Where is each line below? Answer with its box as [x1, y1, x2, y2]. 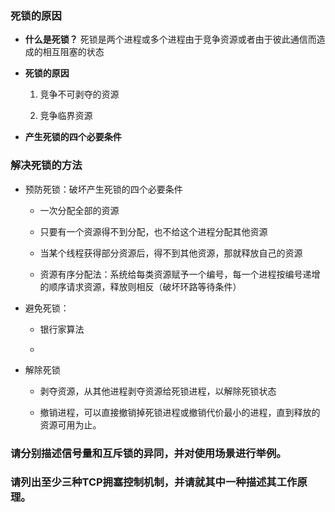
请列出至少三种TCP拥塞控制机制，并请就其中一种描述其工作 [10, 475, 298, 489]
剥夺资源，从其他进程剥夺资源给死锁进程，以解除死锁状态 [39, 385, 277, 397]
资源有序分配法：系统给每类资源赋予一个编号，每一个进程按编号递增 [39, 268, 321, 280]
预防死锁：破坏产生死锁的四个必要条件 [24, 183, 183, 195]
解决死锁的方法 [10, 158, 83, 172]
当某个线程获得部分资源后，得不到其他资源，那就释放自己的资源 [39, 247, 303, 259]
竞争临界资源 [39, 110, 93, 122]
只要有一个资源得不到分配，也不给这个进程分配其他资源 [39, 225, 268, 237]
